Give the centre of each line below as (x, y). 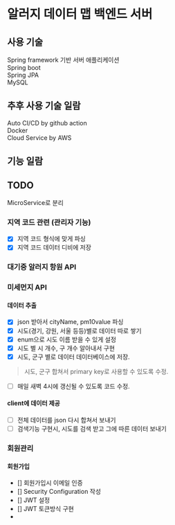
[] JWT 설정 (34, 500)
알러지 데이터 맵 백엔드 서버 (80, 14)
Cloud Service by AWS (39, 137)
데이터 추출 (22, 305)
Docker (18, 130)
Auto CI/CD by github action (47, 123)
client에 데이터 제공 (34, 403)
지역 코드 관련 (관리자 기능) (49, 222)
